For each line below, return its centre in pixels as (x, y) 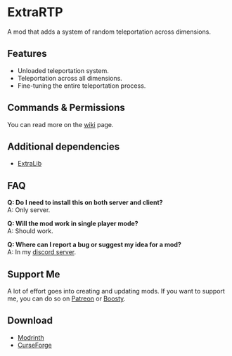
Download (30, 321)
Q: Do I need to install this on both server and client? (85, 203)
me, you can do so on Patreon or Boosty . (66, 298)
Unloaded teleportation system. (63, 70)
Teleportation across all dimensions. (70, 78)
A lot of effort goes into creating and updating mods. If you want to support (116, 291)
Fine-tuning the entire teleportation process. (82, 86)
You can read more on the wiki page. (60, 124)
